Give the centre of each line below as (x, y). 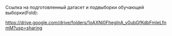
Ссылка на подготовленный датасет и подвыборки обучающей (75, 7)
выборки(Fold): (22, 13)
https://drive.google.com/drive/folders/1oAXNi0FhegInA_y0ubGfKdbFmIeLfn (86, 23)
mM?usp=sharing (24, 28)
